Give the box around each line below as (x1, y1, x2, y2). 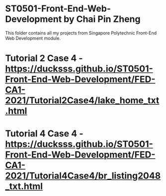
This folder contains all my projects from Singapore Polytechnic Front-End (5, 30, 157, 36)
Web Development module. (5, 35, 61, 41)
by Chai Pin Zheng (64, 13, 141, 25)
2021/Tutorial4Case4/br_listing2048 (5, 170, 161, 182)
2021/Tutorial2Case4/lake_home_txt (5, 95, 160, 106)
